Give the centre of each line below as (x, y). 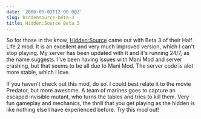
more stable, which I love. (38, 72)
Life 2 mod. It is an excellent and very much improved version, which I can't (100, 47)
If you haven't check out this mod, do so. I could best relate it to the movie (99, 84)
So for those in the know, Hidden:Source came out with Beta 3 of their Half (99, 40)
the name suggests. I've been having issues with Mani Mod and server (94, 59)
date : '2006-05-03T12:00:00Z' (44, 12)
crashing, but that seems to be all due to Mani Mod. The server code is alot (100, 66)
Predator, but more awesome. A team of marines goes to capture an (91, 91)
